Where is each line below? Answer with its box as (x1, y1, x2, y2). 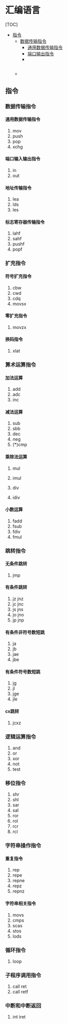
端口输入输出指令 (5, 156, 40, 162)
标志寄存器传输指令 (5, 219, 45, 225)
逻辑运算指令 (5, 733, 36, 740)
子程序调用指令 (5, 971, 41, 978)
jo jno (12, 612, 24, 618)
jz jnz (12, 596, 24, 602)
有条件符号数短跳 (5, 668, 40, 674)
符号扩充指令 (5, 273, 31, 279)
